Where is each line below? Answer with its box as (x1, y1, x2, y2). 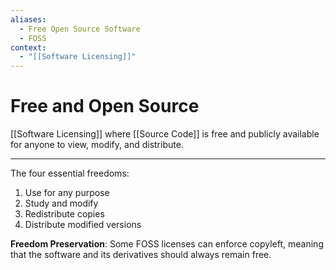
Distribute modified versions (24, 219, 142, 231)
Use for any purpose (24, 187, 110, 199)
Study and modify (24, 197, 99, 210)
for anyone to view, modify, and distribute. (10, 139, 184, 151)
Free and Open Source (10, 95, 200, 118)
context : (10, 42, 47, 53)
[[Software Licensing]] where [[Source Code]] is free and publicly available (10, 128, 320, 140)
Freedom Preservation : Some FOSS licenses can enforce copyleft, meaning (10, 238, 324, 250)
